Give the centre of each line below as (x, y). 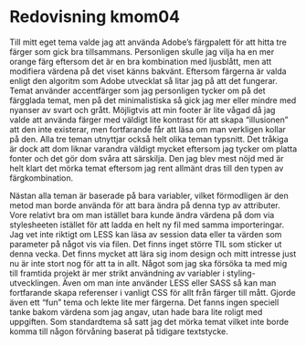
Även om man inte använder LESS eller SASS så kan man (169, 283)
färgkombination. (42, 178)
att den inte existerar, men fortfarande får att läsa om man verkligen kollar (148, 129)
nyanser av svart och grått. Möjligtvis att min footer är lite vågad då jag (142, 110)
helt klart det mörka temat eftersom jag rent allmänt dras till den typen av (147, 168)
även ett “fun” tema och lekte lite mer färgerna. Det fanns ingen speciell (144, 302)
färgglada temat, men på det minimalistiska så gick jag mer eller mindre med (153, 100)
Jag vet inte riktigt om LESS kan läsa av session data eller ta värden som (146, 234)
